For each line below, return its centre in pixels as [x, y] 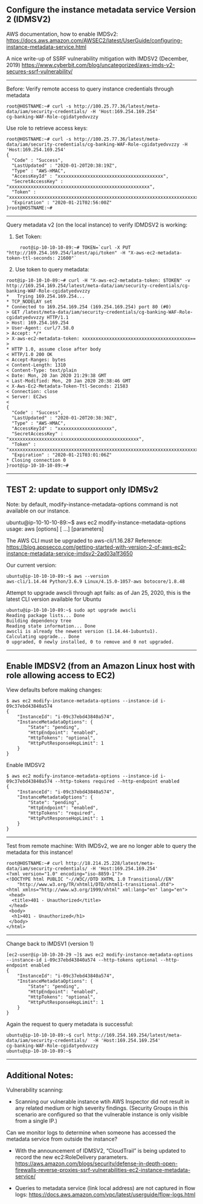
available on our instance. [38, 511]
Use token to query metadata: [52, 269]
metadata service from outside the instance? [62, 1139]
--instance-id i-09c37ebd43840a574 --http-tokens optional [82, 960]
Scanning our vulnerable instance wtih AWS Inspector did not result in [102, 1102]
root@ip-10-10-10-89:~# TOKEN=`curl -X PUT [75, 247]
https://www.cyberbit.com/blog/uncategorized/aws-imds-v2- [98, 65]
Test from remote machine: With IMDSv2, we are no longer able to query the [101, 846]
